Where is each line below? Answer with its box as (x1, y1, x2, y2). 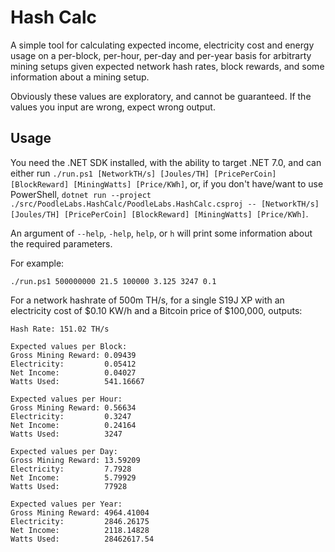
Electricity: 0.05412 (10, 359, 137, 369)
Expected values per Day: (10, 446, 118, 456)
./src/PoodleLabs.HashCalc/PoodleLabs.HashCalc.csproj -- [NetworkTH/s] (10, 199, 320, 209)
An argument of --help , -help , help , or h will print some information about (10, 227, 313, 239)
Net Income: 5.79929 (10, 472, 137, 483)
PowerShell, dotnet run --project (10, 188, 152, 200)
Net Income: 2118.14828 (10, 525, 150, 535)
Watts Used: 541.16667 (10, 376, 145, 386)
